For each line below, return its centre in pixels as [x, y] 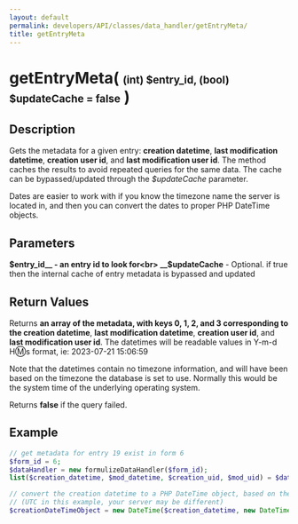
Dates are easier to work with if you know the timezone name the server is [145, 196]
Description [42, 129]
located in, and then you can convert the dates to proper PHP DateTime [140, 206]
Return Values [49, 302]
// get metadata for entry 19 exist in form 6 [97, 453]
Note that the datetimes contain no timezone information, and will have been [149, 369]
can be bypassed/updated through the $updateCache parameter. [129, 179]
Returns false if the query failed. [68, 405]
